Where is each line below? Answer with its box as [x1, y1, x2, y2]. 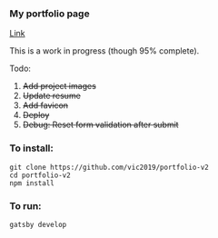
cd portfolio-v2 [9, 171, 71, 180]
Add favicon [22, 100, 69, 111]
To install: [9, 142, 54, 154]
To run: [9, 199, 43, 212]
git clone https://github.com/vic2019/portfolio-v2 [9, 163, 209, 172]
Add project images [22, 81, 97, 92]
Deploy [22, 110, 50, 121]
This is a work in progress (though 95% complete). [9, 45, 200, 56]
